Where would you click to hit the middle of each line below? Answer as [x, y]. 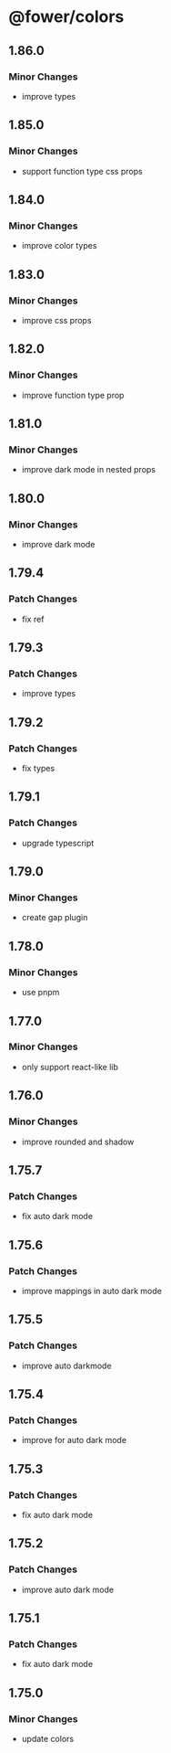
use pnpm [40, 993]
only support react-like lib [70, 1067]
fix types [38, 769]
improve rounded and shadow [78, 1142]
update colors [48, 1739]
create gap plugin [55, 918]
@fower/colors [66, 17]
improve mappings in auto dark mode [92, 1291]
